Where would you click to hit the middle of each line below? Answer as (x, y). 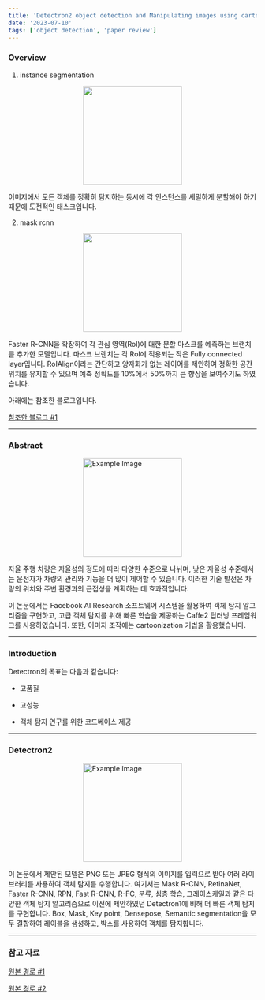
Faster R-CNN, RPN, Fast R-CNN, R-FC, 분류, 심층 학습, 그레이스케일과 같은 (127, 894)
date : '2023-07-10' (40, 23)
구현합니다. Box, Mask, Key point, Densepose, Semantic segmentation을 (132, 913)
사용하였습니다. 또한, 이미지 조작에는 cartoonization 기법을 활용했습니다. (134, 625)
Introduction (32, 653)
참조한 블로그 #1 (33, 417)
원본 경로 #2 (27, 988)
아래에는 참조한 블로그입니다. (52, 400)
